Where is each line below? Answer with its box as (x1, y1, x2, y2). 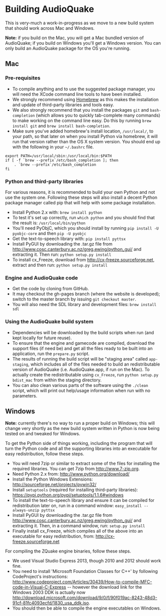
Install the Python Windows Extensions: (12, 476, 93, 482)
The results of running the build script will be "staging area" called (12, 356, 148, 362)
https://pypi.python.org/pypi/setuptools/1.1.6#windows (12, 492, 124, 498)
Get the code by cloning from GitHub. (12, 286, 89, 292)
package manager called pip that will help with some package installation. (5, 199, 156, 205)
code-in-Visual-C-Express (12, 584, 66, 590)
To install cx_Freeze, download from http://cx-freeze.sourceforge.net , (12, 256, 155, 262)
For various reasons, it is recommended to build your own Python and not (5, 189, 155, 195)
